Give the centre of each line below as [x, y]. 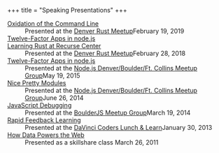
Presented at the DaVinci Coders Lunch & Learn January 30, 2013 [119, 127]
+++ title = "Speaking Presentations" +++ [67, 10]
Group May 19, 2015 [52, 75]
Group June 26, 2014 [54, 98]
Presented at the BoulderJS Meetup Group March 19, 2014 [108, 112]
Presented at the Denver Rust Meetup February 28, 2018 [105, 53]
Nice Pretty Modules [37, 83]
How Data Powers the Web [46, 135]
